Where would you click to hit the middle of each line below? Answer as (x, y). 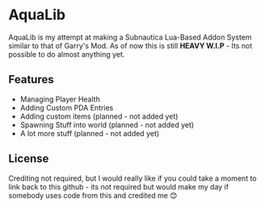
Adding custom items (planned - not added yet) (99, 116)
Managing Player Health (60, 99)
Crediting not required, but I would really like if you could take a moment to (132, 178)
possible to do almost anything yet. (67, 54)
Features (31, 79)
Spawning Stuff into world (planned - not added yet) (107, 125)
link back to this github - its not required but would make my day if (118, 186)
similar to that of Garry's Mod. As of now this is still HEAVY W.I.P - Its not (130, 45)
